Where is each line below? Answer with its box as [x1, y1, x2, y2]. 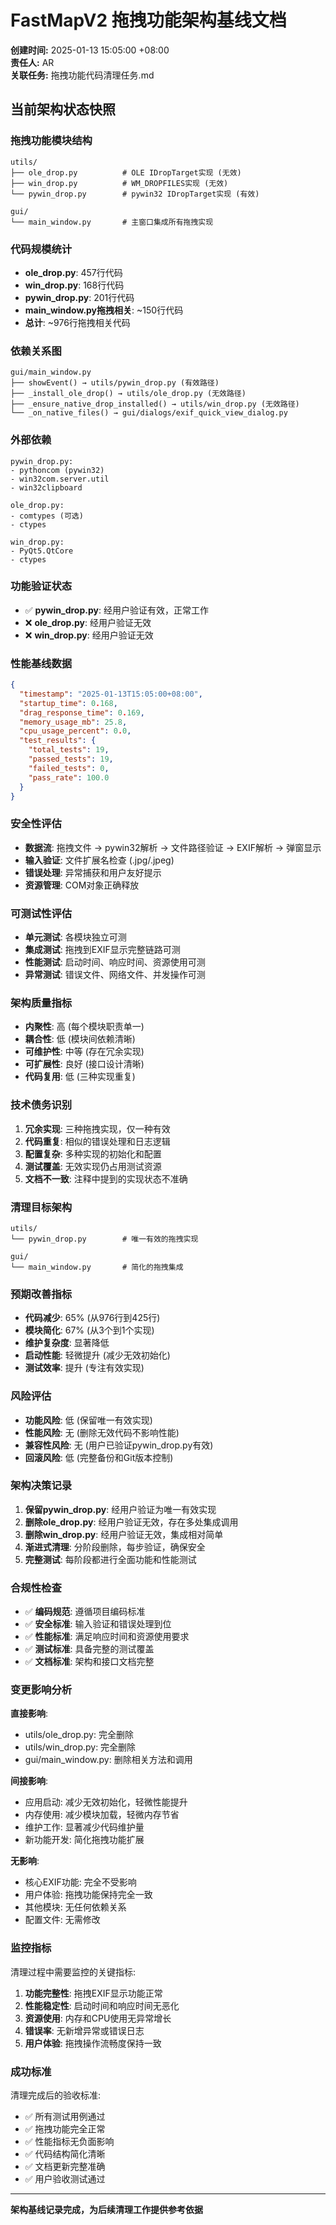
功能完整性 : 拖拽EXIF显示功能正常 [24, 1987, 163, 1999]
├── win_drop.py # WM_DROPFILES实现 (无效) [10, 178, 229, 188]
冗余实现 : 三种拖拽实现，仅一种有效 [24, 1122, 171, 1135]
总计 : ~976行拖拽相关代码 [24, 316, 131, 328]
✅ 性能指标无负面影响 [24, 2136, 115, 2148]
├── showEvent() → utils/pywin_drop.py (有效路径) [10, 378, 220, 388]
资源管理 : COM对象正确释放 [24, 879, 140, 891]
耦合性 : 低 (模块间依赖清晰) [24, 1033, 136, 1045]
